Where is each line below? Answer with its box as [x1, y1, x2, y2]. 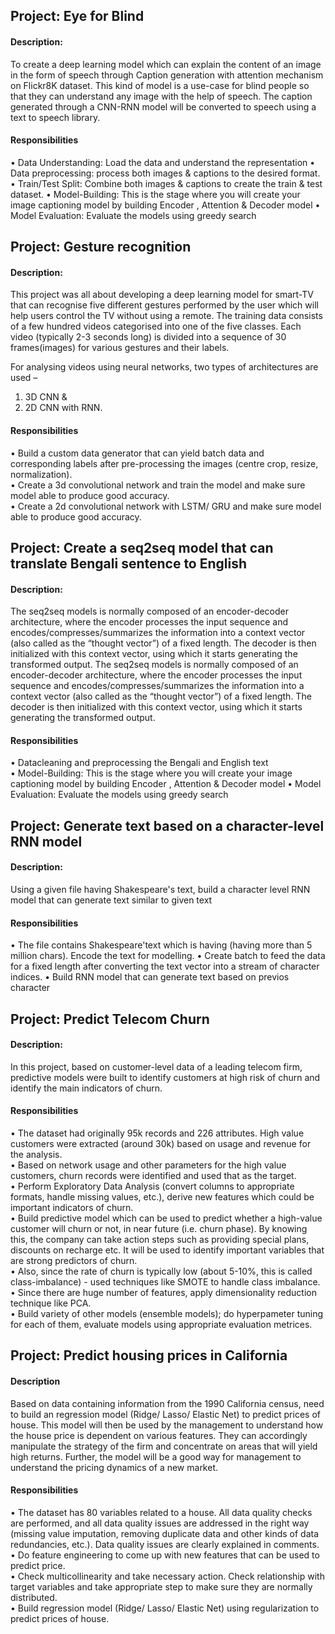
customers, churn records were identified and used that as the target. [10, 1169, 297, 1181]
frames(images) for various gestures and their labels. [10, 342, 230, 354]
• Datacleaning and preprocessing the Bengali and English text [10, 757, 269, 769]
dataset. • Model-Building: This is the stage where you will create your [10, 188, 301, 200]
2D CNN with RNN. [24, 402, 103, 414]
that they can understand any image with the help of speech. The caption [10, 90, 313, 102]
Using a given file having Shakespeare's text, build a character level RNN [10, 883, 311, 895]
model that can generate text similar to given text [10, 894, 213, 906]
